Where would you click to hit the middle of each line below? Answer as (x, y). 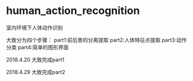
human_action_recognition (73, 11)
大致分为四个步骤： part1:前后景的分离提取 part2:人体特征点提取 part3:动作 (96, 40)
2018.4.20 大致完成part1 (35, 59)
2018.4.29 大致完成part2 (36, 72)
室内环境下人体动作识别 (34, 27)
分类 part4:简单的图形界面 (37, 47)
